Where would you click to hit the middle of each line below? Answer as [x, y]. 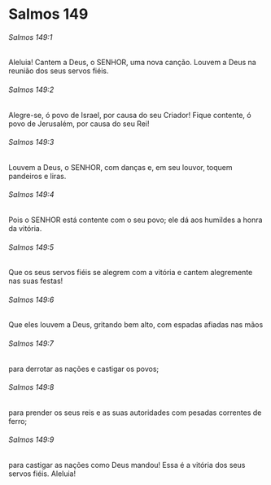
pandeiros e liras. [37, 176]
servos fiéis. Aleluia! [42, 474]
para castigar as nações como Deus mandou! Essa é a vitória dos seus [127, 465]
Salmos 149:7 [31, 343]
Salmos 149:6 [31, 299]
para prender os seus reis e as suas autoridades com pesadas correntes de [135, 413]
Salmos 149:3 [31, 142]
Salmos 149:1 [31, 37]
